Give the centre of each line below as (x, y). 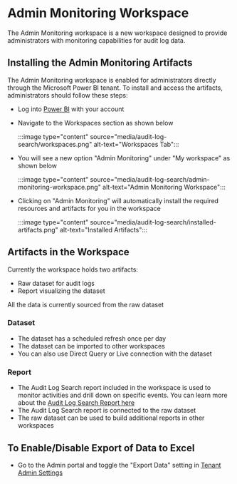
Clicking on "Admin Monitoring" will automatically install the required (118, 200)
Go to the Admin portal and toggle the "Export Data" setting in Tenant (119, 465)
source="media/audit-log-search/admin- (150, 179)
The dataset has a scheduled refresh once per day (92, 338)
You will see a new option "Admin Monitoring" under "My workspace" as (124, 158)
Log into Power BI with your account (71, 109)
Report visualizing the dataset (61, 291)
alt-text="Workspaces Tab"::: (136, 144)
